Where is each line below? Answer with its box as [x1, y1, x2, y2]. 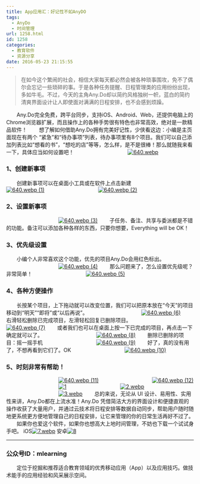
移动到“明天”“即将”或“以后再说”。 [6, 309, 88, 316]
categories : [6, 42, 36, 48]
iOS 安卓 [23, 427, 67, 434]
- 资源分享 [11, 53, 35, 59]
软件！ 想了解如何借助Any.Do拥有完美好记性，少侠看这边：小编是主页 [11, 126, 192, 133]
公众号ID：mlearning [6, 449, 67, 458]
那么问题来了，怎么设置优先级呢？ [109, 263, 193, 270]
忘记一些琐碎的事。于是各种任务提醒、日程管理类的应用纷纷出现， [31, 83, 193, 90]
